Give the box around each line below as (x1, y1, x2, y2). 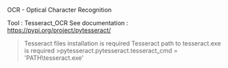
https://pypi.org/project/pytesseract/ (7, 27, 112, 34)
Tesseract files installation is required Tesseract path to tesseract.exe (23, 39, 222, 47)
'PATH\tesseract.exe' (23, 54, 84, 62)
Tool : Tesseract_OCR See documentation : (7, 19, 129, 27)
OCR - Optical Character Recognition (7, 6, 112, 14)
